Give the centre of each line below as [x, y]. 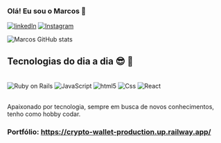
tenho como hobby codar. [44, 114]
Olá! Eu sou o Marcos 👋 [47, 11]
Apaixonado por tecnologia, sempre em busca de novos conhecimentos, [111, 106]
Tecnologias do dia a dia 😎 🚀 [70, 61]
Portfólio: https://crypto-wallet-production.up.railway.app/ [109, 132]
